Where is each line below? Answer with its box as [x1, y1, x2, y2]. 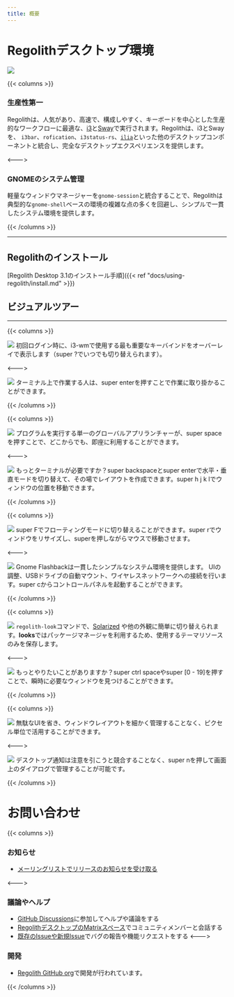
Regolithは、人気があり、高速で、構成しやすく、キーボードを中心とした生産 [7, 115, 226, 123]
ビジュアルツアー [7, 301, 79, 313]
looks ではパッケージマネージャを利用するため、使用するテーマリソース [18, 631, 224, 639]
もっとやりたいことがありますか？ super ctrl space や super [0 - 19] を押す [15, 668, 224, 676]
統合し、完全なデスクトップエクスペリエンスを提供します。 [37, 141, 208, 150]
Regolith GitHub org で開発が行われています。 [17, 968, 146, 977]
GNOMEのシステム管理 [7, 174, 85, 184]
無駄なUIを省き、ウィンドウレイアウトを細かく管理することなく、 [15, 718, 205, 727]
